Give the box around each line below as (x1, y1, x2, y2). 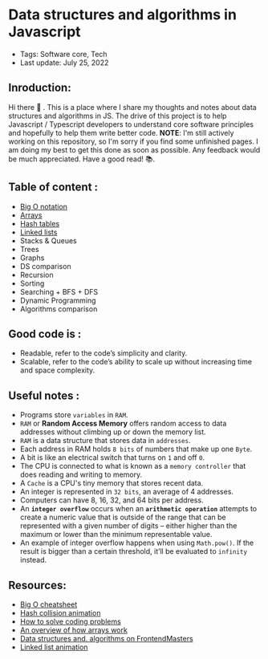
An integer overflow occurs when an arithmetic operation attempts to (19, 504, 258, 514)
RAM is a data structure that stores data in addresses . (19, 436, 191, 445)
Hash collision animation (19, 608, 101, 617)
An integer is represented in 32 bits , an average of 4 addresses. (19, 487, 234, 497)
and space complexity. (19, 365, 95, 375)
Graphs (19, 253, 45, 262)
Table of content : (8, 181, 99, 194)
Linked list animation (19, 642, 88, 652)
